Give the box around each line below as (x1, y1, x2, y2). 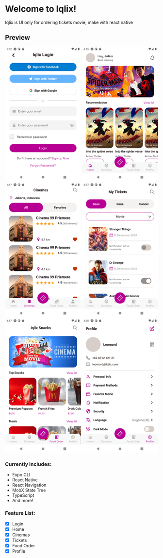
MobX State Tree (12, 487, 46, 493)
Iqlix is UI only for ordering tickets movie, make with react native (5, 19, 133, 25)
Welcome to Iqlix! (5, 3, 77, 15)
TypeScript (12, 492, 34, 498)
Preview (5, 34, 31, 42)
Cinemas (12, 532, 30, 538)
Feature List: (5, 510, 35, 517)
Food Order (12, 542, 35, 548)
